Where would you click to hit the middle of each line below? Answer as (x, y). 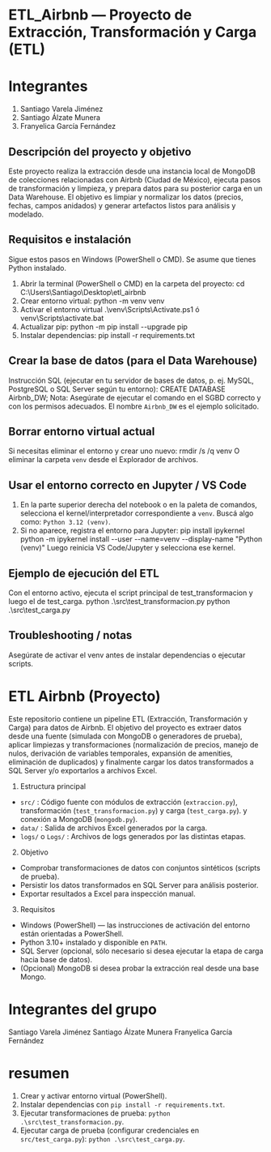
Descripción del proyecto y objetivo (100, 152)
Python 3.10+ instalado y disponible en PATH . (93, 942)
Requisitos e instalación (70, 240)
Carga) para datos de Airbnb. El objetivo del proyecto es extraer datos (125, 727)
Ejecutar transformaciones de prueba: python (95, 1113)
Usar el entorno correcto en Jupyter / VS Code (127, 485)
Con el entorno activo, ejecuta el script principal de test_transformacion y (131, 593)
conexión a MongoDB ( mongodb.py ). (79, 819)
